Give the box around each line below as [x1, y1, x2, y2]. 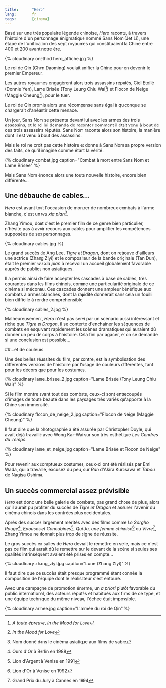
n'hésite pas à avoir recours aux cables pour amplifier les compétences [5, 226, 151, 232]
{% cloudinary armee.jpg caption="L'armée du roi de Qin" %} [5, 605, 130, 611]
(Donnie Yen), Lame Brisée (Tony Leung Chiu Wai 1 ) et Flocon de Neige [5, 85, 148, 92]
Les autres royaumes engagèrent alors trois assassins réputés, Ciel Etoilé [5, 80, 154, 86]
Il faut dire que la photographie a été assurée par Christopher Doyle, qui [5, 426, 152, 432]
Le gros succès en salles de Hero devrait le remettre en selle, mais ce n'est [5, 540, 158, 546]
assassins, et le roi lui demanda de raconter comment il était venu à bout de [5, 122, 159, 128]
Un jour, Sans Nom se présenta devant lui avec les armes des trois [5, 117, 140, 123]
